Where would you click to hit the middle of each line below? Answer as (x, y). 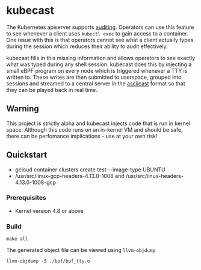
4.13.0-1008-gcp (35, 182)
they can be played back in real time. (52, 90)
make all (17, 239)
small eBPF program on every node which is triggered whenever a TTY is (97, 70)
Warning (23, 109)
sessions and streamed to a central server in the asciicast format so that (96, 83)
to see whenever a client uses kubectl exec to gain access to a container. (97, 33)
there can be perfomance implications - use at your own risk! (82, 136)
